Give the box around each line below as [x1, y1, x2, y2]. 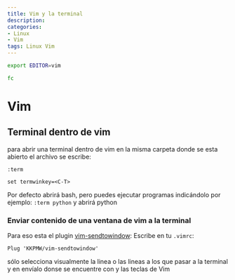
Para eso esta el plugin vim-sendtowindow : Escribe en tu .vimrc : [7, 232, 194, 240]
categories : [7, 23, 42, 30]
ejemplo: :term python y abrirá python [7, 198, 118, 206]
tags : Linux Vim [7, 43, 55, 50]
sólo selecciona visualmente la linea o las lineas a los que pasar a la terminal [7, 258, 228, 266]
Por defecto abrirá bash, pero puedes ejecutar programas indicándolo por [7, 190, 221, 199]
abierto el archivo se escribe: [7, 152, 91, 161]
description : [7, 17, 46, 24]
